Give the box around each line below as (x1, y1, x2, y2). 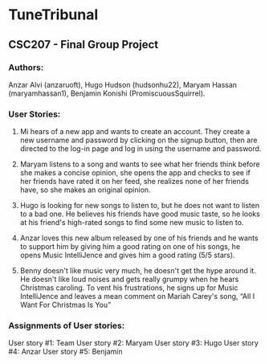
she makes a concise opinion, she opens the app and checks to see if (19, 168, 251, 178)
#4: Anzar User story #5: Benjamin (8, 347, 123, 357)
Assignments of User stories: (8, 320, 125, 331)
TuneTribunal (8, 6, 99, 24)
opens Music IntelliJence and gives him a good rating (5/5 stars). (19, 251, 235, 260)
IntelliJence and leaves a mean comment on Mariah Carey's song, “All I (19, 292, 255, 301)
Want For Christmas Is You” (19, 300, 112, 310)
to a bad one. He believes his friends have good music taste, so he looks (19, 209, 261, 219)
